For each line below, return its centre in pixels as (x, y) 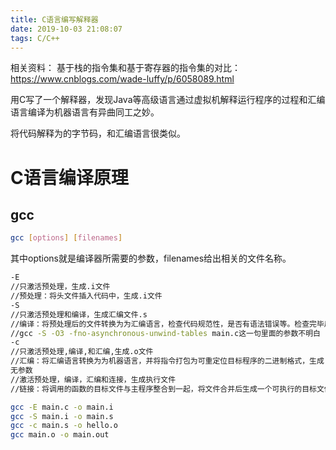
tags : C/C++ (35, 38)
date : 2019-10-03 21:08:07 (66, 29)
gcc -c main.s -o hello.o (64, 426)
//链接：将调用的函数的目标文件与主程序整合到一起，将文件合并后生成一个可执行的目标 (163, 389)
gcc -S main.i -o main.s (62, 416)
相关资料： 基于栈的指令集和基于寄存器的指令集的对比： (125, 68)
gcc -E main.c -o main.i (62, 407)
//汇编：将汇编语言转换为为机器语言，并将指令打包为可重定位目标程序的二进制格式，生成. (169, 361)
